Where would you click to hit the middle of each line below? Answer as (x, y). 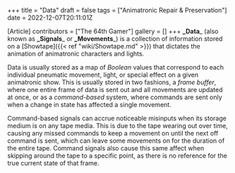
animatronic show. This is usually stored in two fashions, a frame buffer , (112, 82)
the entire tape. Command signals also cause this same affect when (106, 148)
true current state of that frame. (53, 163)
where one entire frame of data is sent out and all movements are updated (115, 90)
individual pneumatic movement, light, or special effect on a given (103, 75)
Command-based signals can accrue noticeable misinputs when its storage (117, 118)
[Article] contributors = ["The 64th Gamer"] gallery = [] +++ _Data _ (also (113, 31)
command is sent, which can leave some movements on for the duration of (116, 141)
